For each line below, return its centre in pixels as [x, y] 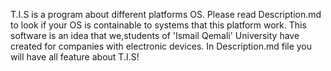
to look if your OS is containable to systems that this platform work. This [158, 25]
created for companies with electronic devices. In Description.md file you [161, 46]
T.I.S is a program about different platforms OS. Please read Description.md [166, 14]
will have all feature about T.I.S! [75, 57]
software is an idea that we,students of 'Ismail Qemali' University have [155, 35]
